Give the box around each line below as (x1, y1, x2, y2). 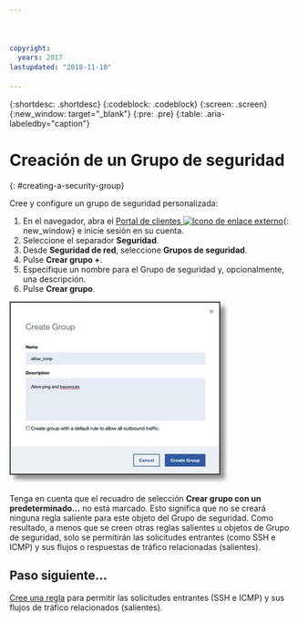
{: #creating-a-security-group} (9, 180, 125, 191)
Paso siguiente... (9, 568, 108, 584)
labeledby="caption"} (9, 118, 90, 129)
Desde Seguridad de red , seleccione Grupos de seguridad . (22, 244, 248, 255)
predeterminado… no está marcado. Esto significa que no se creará (9, 503, 266, 513)
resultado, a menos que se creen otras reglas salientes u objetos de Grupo (9, 522, 290, 533)
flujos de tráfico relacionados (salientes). (9, 602, 163, 613)
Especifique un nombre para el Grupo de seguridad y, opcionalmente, (22, 264, 285, 275)
